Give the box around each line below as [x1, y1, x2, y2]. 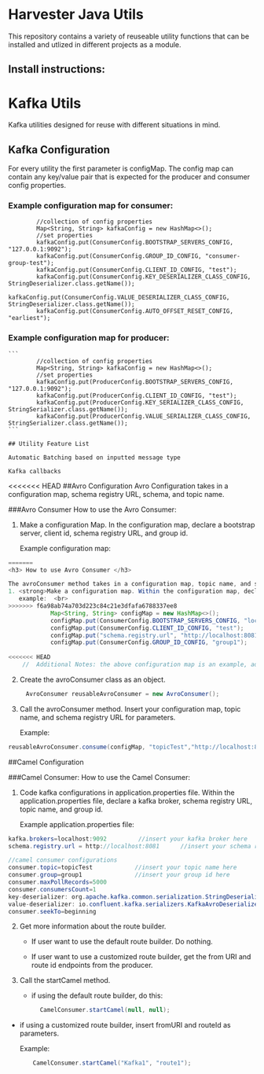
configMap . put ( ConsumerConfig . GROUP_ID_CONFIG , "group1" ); [49, 638, 247, 646]
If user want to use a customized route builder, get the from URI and [31, 952, 251, 962]
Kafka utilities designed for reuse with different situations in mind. [8, 120, 221, 130]
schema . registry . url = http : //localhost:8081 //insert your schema [8, 842, 251, 850]
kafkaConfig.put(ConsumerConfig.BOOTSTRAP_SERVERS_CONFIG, [36, 238, 234, 247]
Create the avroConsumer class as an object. [19, 675, 167, 684]
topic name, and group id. [19, 804, 104, 814]
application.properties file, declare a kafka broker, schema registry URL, [19, 796, 253, 805]
